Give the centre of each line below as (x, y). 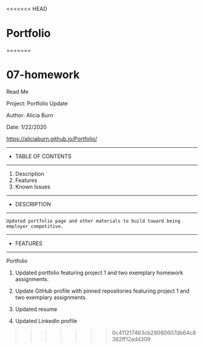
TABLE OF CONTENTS (43, 156)
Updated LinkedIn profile (46, 321)
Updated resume (36, 309)
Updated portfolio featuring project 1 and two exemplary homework (99, 273)
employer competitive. (35, 226)
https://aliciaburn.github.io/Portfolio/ (52, 139)
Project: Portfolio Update (37, 103)
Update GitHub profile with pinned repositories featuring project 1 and (102, 291)
